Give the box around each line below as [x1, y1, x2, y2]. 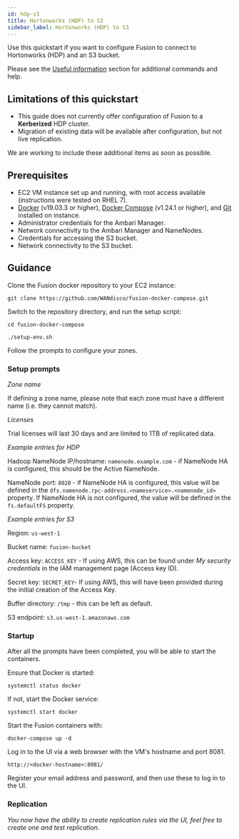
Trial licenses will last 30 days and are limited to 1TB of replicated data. [7, 429, 215, 438]
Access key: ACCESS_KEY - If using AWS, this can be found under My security [7, 556, 231, 565]
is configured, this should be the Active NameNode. [7, 465, 159, 473]
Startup [7, 631, 34, 641]
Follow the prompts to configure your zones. [7, 346, 138, 354]
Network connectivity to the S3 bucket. [17, 241, 133, 250]
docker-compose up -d [7, 735, 72, 743]
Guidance [7, 262, 51, 274]
